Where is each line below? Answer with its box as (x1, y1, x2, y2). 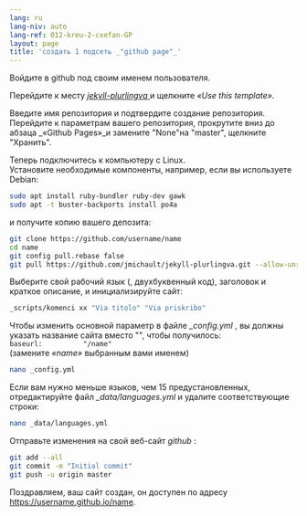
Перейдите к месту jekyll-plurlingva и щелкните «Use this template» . (9, 90, 275, 101)
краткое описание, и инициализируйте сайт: (9, 286, 183, 297)
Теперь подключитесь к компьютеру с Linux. (9, 154, 185, 165)
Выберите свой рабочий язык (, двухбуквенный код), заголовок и (9, 276, 267, 288)
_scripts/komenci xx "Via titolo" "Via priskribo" (9, 303, 206, 313)
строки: (9, 401, 39, 412)
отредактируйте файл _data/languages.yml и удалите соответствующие (9, 392, 290, 403)
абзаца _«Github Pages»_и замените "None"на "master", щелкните (9, 127, 267, 138)
